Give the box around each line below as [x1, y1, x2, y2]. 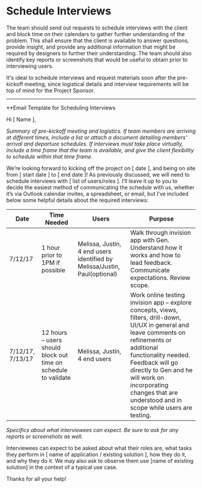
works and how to [130, 251, 181, 259]
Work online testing [130, 290, 185, 299]
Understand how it [130, 243, 183, 252]
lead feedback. [130, 258, 173, 267]
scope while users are [130, 403, 192, 412]
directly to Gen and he [130, 365, 193, 374]
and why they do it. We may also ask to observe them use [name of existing [6, 457, 194, 464]
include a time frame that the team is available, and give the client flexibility [6, 146, 194, 154]
